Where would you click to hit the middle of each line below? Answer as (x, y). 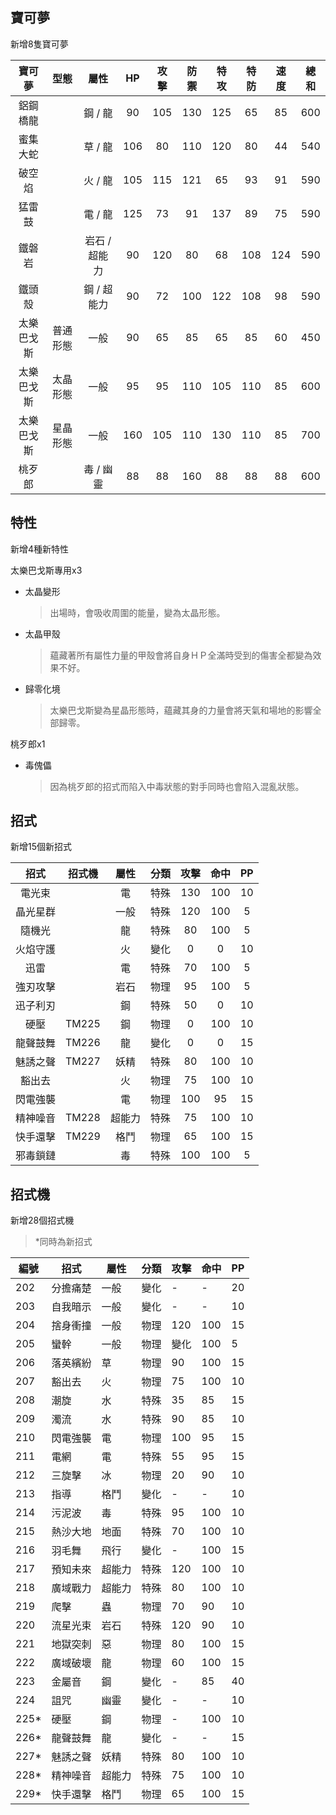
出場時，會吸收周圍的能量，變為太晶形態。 (137, 612)
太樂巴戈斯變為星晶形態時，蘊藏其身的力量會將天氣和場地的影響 (181, 710)
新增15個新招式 (41, 847)
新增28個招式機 (42, 1220)
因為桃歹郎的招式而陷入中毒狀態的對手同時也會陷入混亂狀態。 (177, 786)
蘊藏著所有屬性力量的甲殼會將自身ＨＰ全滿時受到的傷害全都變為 (181, 655)
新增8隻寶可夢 (39, 44)
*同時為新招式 (63, 1242)
